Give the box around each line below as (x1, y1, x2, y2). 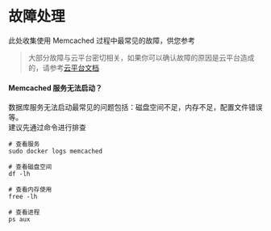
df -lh (8, 170, 31, 178)
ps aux (8, 216, 31, 224)
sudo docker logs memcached (8, 147, 103, 156)
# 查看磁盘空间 (8, 163, 52, 171)
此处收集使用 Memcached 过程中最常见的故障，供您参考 (8, 36, 195, 45)
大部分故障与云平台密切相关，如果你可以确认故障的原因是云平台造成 (27, 52, 255, 62)
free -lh (8, 193, 38, 201)
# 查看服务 (8, 141, 40, 149)
